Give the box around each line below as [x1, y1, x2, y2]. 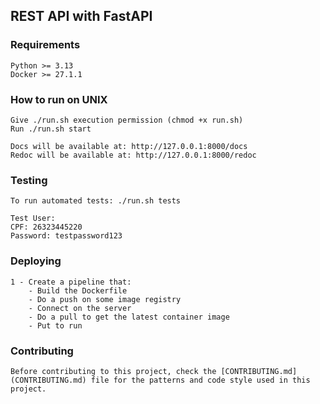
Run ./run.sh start [10, 124, 92, 134]
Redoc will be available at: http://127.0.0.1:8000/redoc [10, 150, 257, 160]
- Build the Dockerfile [28, 285, 128, 296]
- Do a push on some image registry [28, 294, 182, 304]
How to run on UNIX [10, 92, 108, 106]
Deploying [10, 254, 62, 268]
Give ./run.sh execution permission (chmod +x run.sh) [10, 115, 244, 125]
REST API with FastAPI [10, 8, 153, 25]
